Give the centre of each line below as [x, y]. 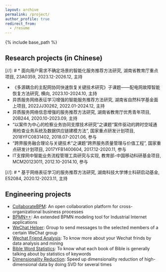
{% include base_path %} [31, 42]
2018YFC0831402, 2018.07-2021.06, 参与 [55, 136]
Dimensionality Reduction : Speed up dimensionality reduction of [78, 259]
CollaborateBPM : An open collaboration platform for [65, 206]
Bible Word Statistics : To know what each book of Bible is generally [81, 248]
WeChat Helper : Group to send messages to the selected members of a [85, 227]
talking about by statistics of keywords [52, 254]
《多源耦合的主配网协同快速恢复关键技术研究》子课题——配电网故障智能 [86, 87]
